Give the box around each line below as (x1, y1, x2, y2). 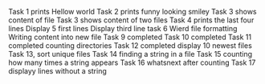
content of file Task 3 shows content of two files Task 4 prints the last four (8, 15, 255, 25)
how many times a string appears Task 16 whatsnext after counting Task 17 (8, 58, 256, 67)
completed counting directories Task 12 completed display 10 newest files (8, 41, 253, 50)
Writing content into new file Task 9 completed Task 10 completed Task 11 (8, 32, 251, 42)
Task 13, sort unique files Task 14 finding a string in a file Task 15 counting (8, 50, 253, 58)
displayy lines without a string (8, 66, 107, 75)
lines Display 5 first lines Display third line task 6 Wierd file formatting (8, 24, 238, 33)
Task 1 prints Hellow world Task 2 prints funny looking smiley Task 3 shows (8, 7, 257, 16)
